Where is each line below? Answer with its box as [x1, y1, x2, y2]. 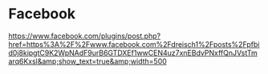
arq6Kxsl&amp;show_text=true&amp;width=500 [8, 56, 167, 66]
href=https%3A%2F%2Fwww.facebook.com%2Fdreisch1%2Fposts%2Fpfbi [8, 39, 260, 49]
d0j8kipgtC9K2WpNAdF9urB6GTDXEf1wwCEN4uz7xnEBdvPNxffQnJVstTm [8, 48, 258, 57]
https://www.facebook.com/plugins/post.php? [8, 31, 161, 41]
